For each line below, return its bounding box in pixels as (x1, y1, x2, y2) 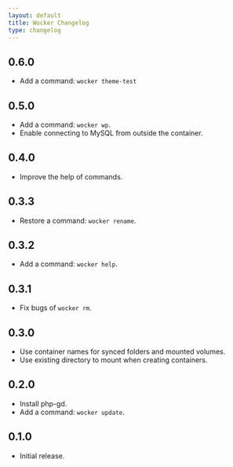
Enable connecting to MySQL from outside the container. (19, 128, 203, 138)
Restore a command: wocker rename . (19, 216, 137, 225)
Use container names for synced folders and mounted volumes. (19, 347, 226, 357)
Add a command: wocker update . (19, 407, 126, 417)
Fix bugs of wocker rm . (19, 303, 92, 313)
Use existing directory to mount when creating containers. (19, 355, 208, 365)
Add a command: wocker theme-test (19, 76, 137, 86)
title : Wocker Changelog (8, 19, 89, 27)
